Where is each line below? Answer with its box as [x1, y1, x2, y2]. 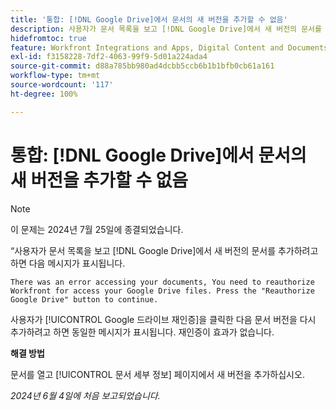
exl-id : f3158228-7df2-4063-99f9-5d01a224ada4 [10, 52, 208, 62]
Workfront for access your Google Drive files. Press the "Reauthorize [10, 286, 315, 296]
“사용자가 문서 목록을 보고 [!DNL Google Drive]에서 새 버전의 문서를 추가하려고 [10, 244, 319, 256]
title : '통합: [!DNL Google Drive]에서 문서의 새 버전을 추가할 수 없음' [10, 14, 288, 25]
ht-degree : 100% [10, 89, 78, 99]
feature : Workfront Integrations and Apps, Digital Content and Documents [10, 42, 329, 53]
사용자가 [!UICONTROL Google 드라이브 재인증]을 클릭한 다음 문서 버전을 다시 [10, 313, 317, 325]
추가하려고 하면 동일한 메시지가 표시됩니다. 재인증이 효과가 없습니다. [10, 326, 275, 338]
